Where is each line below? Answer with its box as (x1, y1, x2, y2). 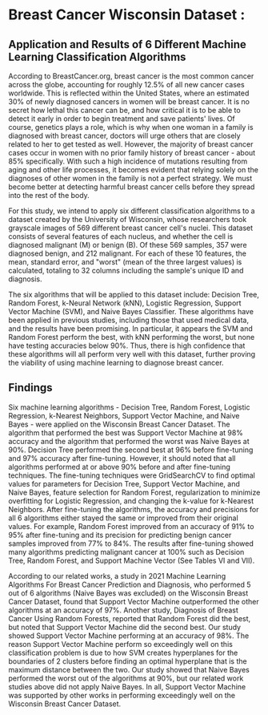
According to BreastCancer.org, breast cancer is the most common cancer (8, 71, 254, 81)
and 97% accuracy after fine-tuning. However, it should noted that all (8, 453, 236, 463)
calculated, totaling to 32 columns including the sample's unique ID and (8, 266, 244, 275)
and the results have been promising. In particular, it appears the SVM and (8, 324, 254, 333)
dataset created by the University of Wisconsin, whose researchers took (8, 215, 247, 224)
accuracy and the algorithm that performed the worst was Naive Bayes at (8, 436, 250, 446)
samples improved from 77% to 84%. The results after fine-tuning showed (8, 539, 254, 548)
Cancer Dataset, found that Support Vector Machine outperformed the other (8, 596, 259, 606)
